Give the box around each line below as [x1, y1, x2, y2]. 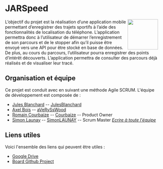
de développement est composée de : [5, 92, 81, 98]
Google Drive [12, 153, 39, 159]
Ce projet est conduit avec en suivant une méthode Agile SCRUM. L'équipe [5, 87, 155, 92]
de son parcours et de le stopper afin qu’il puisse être [5, 39, 113, 45]
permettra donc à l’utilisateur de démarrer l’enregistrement [5, 34, 122, 40]
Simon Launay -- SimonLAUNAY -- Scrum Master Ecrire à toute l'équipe [12, 117, 156, 123]
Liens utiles [5, 131, 41, 139]
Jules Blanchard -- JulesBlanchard [12, 101, 81, 107]
